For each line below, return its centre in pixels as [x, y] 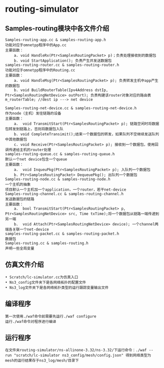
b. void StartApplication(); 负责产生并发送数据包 [63, 61]
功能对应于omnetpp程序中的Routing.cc [40, 70]
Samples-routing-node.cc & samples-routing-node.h [58, 179]
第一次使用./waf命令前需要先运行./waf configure [51, 316]
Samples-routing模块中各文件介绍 [57, 28]
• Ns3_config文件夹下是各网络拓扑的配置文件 [46, 282]
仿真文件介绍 [24, 265]
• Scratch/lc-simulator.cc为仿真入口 [42, 277]
